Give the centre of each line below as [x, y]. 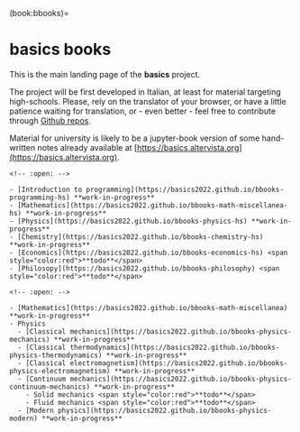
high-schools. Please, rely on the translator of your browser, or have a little [148, 101]
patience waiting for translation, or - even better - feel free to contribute [143, 111]
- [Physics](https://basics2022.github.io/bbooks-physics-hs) [128, 221]
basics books [60, 50]
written [23, 147]
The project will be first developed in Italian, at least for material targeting [145, 92]
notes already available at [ [87, 147]
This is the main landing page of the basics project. [105, 74]
